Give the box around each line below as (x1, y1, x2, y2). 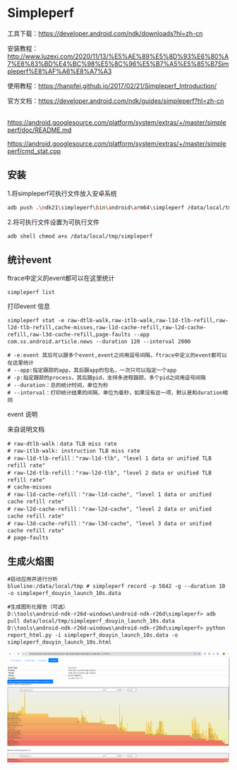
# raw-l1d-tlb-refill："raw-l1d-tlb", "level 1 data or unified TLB (7, 455, 212, 463)
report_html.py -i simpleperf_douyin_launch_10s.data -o (7, 632, 178, 639)
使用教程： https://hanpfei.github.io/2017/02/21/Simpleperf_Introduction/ (7, 81, 217, 90)
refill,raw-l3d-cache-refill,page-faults (7, 331, 131, 338)
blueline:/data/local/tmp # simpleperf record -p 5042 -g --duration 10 (7, 583, 226, 590)
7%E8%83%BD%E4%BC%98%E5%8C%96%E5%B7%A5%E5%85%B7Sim (7, 59, 229, 68)
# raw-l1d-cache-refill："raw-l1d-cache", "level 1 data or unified (7, 491, 212, 499)
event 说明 (7, 410, 38, 419)
